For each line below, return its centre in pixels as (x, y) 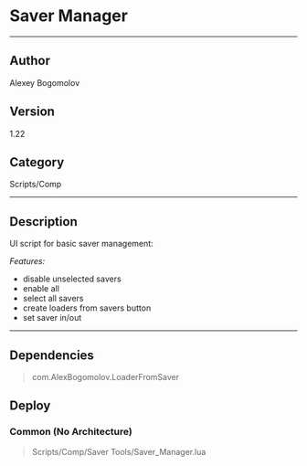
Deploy (30, 406)
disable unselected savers (72, 279)
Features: (27, 261)
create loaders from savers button (87, 308)
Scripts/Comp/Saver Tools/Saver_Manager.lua (119, 451)
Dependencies (52, 355)
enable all (41, 289)
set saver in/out (52, 318)
